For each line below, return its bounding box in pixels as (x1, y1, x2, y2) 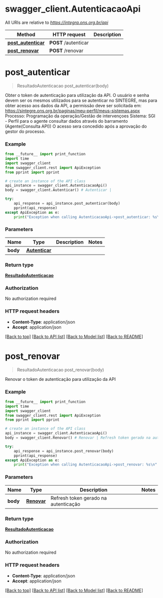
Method (16, 31, 35, 37)
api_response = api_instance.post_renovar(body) (14, 448, 114, 453)
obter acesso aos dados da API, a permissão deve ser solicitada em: (5, 102, 142, 108)
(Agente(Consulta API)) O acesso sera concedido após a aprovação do (5, 123, 147, 129)
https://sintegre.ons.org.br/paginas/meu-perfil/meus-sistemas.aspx (5, 108, 140, 113)
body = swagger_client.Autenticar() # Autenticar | (5, 187, 112, 193)
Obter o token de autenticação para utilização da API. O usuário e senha (5, 92, 149, 98)
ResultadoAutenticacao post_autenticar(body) (16, 83, 109, 89)
